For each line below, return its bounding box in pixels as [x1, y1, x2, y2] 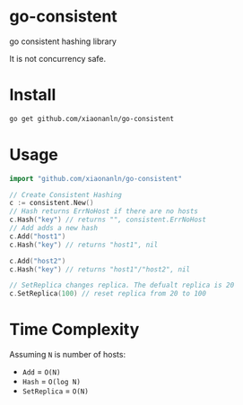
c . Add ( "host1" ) [9, 231, 66, 241]
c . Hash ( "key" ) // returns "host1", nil [9, 240, 159, 249]
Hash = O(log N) [22, 376, 81, 387]
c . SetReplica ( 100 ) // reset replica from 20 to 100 [9, 289, 206, 298]
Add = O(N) [22, 366, 61, 377]
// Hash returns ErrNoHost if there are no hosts [9, 207, 199, 216]
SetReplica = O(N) [22, 385, 90, 396]
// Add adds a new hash [9, 224, 99, 233]
